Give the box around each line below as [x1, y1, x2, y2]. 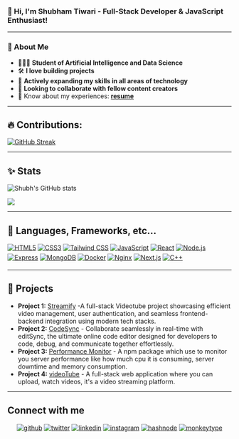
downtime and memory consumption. [17, 362, 128, 371]
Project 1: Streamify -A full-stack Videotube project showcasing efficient [17, 302, 231, 310]
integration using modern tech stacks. [45, 317, 156, 325]
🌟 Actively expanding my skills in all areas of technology [17, 76, 188, 85]
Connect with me [7, 405, 85, 417]
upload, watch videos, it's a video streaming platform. [17, 377, 176, 386]
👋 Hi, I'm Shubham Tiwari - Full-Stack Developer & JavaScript [7, 6, 224, 16]
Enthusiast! [7, 15, 48, 25]
